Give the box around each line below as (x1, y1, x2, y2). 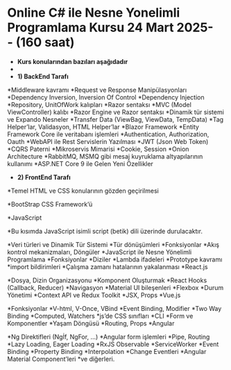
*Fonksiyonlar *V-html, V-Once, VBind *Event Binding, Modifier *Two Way (7, 304, 222, 312)
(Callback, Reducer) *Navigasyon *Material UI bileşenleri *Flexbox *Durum (7, 283, 224, 291)
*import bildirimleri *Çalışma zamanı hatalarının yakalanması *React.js (7, 262, 208, 271)
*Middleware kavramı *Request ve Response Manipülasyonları (7, 86, 187, 94)
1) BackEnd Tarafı (17, 72, 69, 81)
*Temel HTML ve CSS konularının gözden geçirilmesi (7, 186, 160, 195)
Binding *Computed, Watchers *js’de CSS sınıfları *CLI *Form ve (7, 312, 194, 320)
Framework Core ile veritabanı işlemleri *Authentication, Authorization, (7, 130, 209, 138)
